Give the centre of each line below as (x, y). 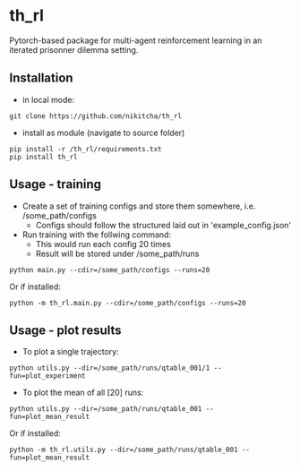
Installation (41, 78)
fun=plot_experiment (48, 376)
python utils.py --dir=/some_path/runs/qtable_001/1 (110, 368)
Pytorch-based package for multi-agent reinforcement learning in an (136, 40)
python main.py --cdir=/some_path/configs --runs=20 (110, 270)
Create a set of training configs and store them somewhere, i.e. (139, 206)
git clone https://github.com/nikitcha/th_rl (95, 116)
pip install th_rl (43, 157)
